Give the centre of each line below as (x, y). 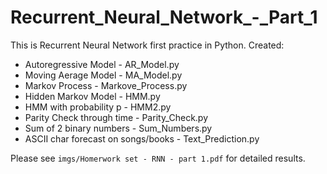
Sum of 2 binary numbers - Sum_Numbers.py (118, 128)
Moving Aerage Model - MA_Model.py (103, 75)
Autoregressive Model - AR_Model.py (102, 64)
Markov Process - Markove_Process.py (106, 85)
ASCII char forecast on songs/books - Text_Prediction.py (142, 138)
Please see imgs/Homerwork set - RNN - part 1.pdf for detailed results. (158, 158)
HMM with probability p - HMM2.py (98, 107)
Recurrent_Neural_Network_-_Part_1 (164, 17)
